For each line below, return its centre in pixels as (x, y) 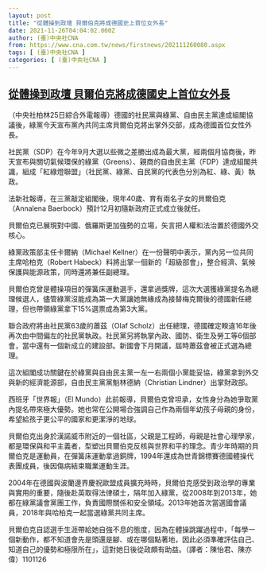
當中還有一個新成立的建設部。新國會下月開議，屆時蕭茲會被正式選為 (133, 345)
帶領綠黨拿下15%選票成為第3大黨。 (94, 309)
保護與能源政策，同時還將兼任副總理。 (71, 272)
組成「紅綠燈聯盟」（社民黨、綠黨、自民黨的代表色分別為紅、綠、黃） (135, 171)
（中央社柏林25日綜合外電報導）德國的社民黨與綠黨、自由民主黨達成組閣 (127, 115)
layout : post (30, 16)
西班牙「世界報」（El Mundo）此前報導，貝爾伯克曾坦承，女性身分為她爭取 (130, 399)
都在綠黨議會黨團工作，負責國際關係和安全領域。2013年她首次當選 (117, 503)
